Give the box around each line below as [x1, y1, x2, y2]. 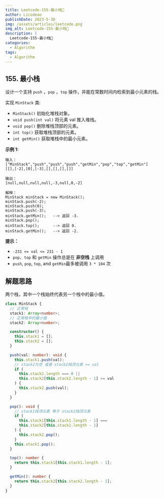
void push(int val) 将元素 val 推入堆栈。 [12, 117, 99, 123]
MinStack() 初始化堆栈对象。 [12, 110, 72, 116]
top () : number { [10, 455, 44, 461]
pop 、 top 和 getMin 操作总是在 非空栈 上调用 [12, 254, 104, 261]
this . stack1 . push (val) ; [14, 357, 65, 362]
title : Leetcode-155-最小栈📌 [5, 7, 65, 13]
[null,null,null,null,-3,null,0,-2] [5, 181, 83, 186]
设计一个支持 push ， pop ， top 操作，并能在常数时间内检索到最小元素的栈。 [5, 89, 162, 95]
